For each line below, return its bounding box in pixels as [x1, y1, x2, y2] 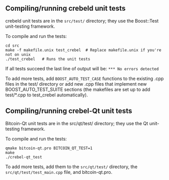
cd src [5, 43, 19, 48]
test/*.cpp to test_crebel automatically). [5, 92, 88, 98]
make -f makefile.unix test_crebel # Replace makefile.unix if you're [5, 47, 161, 53]
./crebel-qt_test [5, 154, 43, 159]
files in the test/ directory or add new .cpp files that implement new [5, 81, 147, 87]
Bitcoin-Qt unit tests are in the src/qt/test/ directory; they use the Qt [5, 120, 149, 126]
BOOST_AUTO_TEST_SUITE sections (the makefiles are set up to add [5, 86, 151, 92]
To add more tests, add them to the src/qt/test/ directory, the [5, 164, 138, 170]
